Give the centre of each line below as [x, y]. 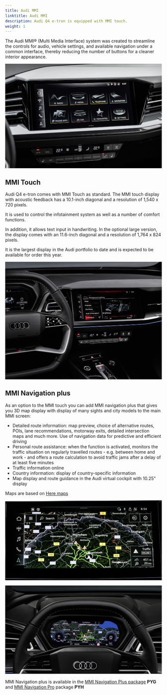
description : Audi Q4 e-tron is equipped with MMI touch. [66, 21]
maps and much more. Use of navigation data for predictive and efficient [87, 436]
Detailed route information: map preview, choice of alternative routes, [83, 425]
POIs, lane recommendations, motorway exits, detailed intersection [81, 431]
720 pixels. [16, 205]
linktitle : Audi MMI [27, 16]
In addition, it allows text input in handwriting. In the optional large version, [81, 229]
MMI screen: [18, 416]
